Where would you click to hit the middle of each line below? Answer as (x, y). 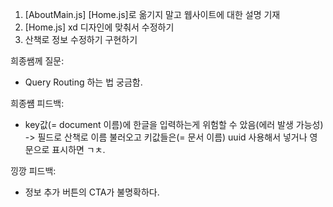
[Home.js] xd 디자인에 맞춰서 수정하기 (99, 27)
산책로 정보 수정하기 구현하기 (81, 39)
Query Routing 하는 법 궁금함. (83, 82)
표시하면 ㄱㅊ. (78, 149)
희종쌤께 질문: (37, 61)
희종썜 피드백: (37, 103)
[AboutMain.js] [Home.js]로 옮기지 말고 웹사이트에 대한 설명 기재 (152, 14)
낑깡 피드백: (33, 171)
